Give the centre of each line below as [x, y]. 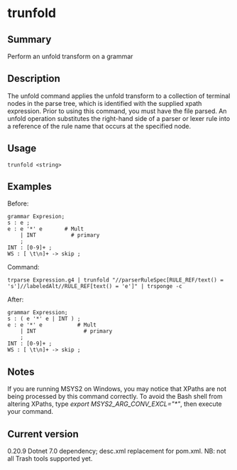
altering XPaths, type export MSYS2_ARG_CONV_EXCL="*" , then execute [115, 404]
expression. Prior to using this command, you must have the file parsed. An [117, 111]
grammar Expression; [38, 313]
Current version [43, 434]
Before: [18, 203]
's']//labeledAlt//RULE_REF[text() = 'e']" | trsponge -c [95, 287]
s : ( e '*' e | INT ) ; [44, 319]
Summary [29, 39]
